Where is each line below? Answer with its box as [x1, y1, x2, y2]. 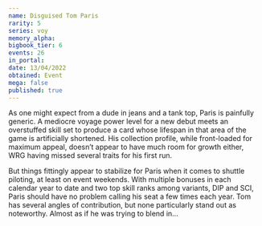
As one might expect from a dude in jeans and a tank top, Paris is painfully [8, 108, 255, 118]
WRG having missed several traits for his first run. [8, 151, 173, 160]
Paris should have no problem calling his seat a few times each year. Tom [8, 192, 252, 201]
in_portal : [8, 57, 45, 65]
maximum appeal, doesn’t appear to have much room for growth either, [8, 142, 244, 152]
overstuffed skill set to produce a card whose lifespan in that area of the [8, 125, 247, 135]
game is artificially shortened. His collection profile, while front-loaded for [8, 134, 253, 143]
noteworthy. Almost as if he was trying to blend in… [8, 209, 178, 219]
